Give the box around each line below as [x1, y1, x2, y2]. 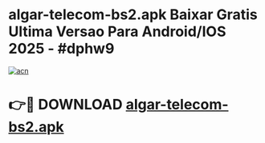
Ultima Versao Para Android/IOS [8, 22, 226, 41]
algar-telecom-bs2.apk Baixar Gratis [8, 6, 259, 24]
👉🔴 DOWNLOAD [8, 96, 123, 113]
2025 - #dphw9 [8, 40, 115, 58]
